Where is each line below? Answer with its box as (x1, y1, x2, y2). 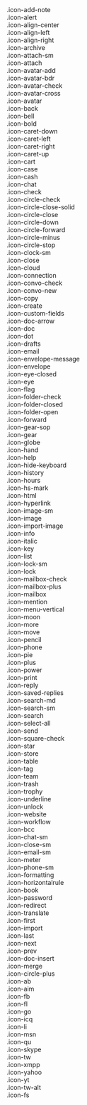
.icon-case (6, 165, 38, 173)
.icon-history (6, 469, 44, 476)
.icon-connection (6, 271, 57, 279)
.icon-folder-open (6, 408, 59, 416)
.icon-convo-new (6, 286, 57, 294)
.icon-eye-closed (6, 370, 57, 378)
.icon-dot (6, 332, 34, 340)
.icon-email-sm (6, 848, 51, 856)
